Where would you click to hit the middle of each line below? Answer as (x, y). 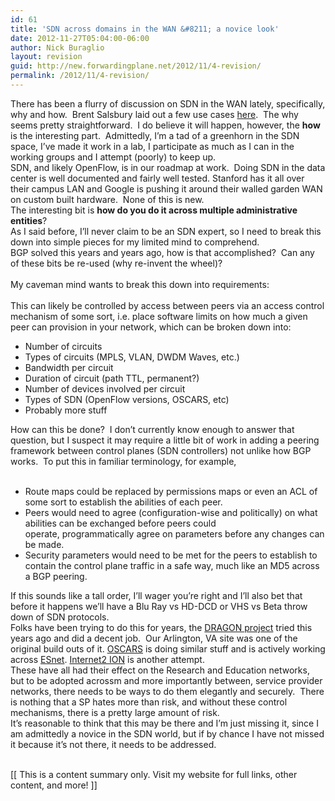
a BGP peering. (56, 576)
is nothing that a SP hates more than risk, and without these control (149, 702)
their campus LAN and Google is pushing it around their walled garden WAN (166, 188)
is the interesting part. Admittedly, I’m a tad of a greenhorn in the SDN (155, 135)
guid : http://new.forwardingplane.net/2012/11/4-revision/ (136, 66)
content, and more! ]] (54, 785)
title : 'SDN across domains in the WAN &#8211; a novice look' (145, 29)
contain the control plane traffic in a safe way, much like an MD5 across (172, 565)
